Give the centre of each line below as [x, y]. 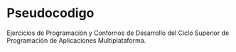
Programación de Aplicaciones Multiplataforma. [76, 40]
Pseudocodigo [50, 13]
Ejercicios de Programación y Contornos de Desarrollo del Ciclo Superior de [118, 33]
